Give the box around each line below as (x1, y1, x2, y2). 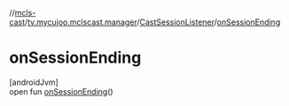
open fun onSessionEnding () (9, 86, 113, 96)
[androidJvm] (9, 77, 59, 87)
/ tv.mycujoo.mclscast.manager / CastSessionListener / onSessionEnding (24, 17, 281, 27)
